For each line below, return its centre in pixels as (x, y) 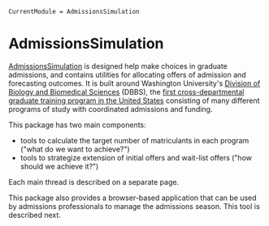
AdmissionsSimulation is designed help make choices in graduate (118, 66)
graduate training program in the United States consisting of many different (134, 100)
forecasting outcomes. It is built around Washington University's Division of (134, 83)
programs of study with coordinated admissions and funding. (111, 109)
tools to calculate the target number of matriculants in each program (134, 140)
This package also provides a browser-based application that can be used (133, 198)
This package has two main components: (77, 125)
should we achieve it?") (59, 166)
